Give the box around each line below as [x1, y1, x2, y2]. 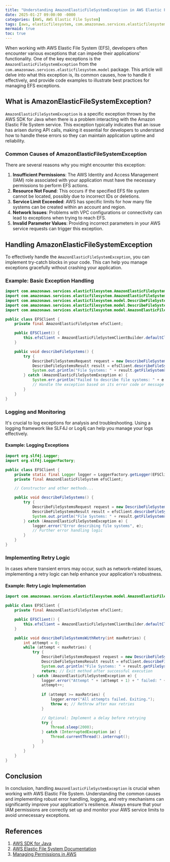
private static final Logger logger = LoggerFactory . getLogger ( [14, 472, 153, 477]
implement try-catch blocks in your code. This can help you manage [5, 259, 148, 265]
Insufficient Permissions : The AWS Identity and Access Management [12, 172, 158, 178]
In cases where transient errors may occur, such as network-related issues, [5, 566, 163, 572]
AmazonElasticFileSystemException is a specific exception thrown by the [5, 111, 156, 117]
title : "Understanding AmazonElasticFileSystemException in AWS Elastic [5, 7, 162, 13]
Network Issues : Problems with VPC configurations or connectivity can [12, 209, 162, 215]
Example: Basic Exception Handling [5, 277, 94, 284]
